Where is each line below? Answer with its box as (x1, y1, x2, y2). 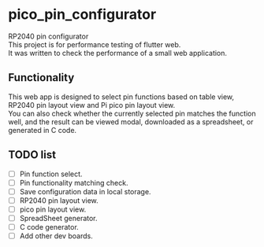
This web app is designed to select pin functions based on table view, (8, 92, 235, 101)
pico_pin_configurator (8, 6, 157, 24)
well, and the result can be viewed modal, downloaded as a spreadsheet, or (8, 116, 254, 127)
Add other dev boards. (19, 231, 93, 241)
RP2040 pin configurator (8, 31, 89, 41)
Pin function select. (19, 169, 83, 179)
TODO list (8, 148, 57, 162)
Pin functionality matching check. (19, 178, 128, 187)
